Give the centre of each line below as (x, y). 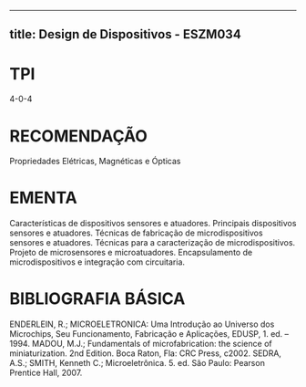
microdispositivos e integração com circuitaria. (97, 262)
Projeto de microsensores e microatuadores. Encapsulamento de (131, 253)
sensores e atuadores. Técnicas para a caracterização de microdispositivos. (153, 243)
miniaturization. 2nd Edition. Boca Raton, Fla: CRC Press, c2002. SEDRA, (146, 353)
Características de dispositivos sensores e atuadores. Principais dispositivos (153, 224)
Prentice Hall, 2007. (46, 373)
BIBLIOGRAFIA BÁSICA (97, 299)
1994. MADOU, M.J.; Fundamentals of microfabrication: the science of (141, 344)
